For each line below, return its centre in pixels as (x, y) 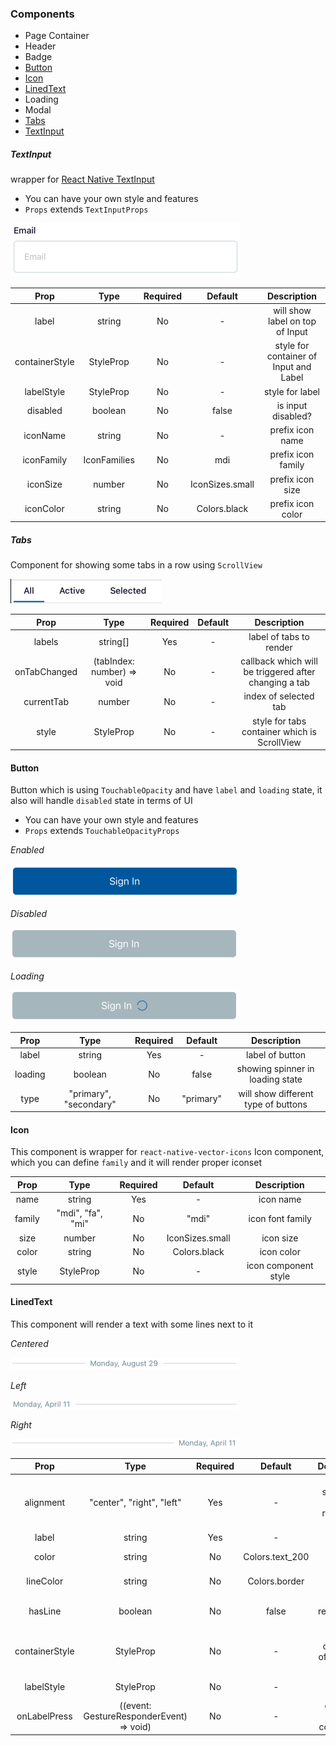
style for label (292, 391)
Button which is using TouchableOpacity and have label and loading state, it (166, 790)
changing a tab (279, 683)
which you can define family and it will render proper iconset (136, 1163)
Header (40, 46)
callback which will (279, 661)
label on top (292, 321)
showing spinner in (275, 1069)
